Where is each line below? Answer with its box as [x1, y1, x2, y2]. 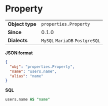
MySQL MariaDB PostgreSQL [41, 38, 100, 43]
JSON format [5, 50, 33, 56]
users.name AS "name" [5, 97, 50, 102]
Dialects [7, 37, 28, 44]
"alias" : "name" [9, 73, 43, 78]
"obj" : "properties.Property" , [9, 64, 75, 69]
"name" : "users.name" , [9, 69, 57, 74]
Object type [7, 21, 36, 28]
